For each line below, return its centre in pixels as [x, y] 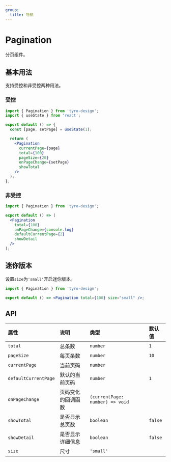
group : [12, 10]
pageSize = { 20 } [34, 158]
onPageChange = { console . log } [44, 230]
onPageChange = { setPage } [44, 162]
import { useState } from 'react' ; [43, 116]
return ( [19, 139]
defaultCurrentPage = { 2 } [40, 234]
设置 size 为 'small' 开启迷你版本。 [40, 279]
